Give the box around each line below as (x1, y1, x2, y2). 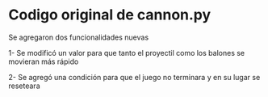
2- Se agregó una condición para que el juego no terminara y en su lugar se (8, 72, 261, 82)
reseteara (8, 81, 40, 91)
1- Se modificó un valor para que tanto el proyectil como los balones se (8, 48, 245, 57)
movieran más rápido (8, 57, 79, 66)
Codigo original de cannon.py (8, 6, 211, 24)
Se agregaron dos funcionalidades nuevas (8, 32, 149, 42)
